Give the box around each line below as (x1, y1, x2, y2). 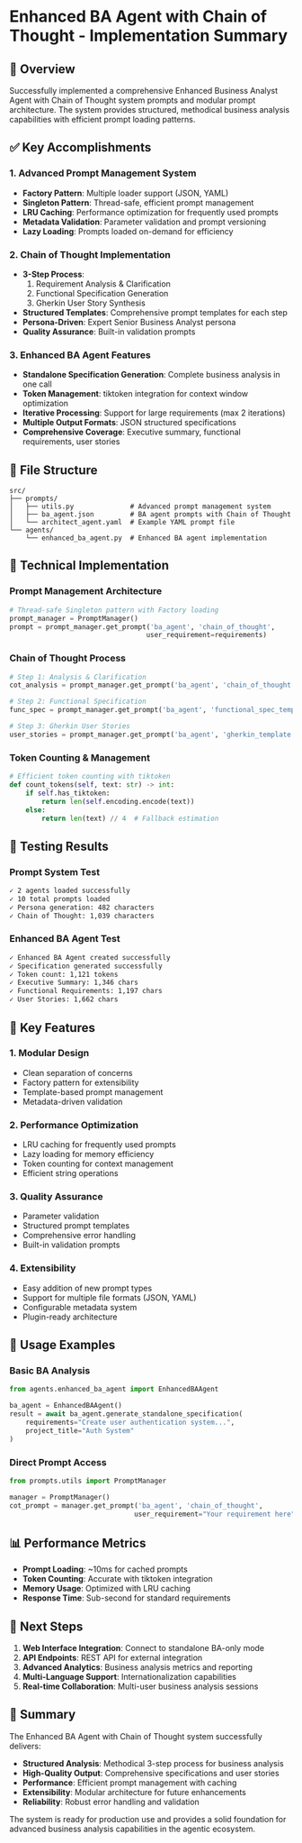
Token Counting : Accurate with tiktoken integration (22, 1574, 213, 1584)
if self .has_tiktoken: (25, 789, 111, 798)
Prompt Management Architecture (9, 585, 163, 598)
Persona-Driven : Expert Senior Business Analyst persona (22, 316, 236, 327)
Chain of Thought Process (9, 652, 126, 664)
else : (25, 805, 47, 815)
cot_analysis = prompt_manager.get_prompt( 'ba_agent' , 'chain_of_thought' (9, 680, 296, 690)
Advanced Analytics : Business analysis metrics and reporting (22, 1662, 253, 1673)
